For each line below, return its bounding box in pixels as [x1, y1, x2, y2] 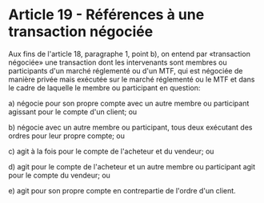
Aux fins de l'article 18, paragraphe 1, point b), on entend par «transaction [8, 49, 250, 58]
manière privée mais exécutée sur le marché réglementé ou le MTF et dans [8, 74, 255, 84]
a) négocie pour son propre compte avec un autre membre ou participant [8, 98, 250, 108]
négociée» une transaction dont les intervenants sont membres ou [8, 58, 228, 67]
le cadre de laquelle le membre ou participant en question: [8, 82, 201, 93]
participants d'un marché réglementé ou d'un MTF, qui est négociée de [8, 66, 243, 75]
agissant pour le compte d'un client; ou [8, 106, 138, 117]
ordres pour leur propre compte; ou [8, 130, 126, 141]
